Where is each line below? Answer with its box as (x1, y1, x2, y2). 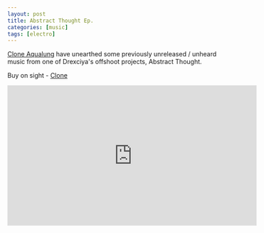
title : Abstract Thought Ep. (7, 17, 94, 24)
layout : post (7, 10, 46, 18)
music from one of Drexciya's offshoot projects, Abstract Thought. (7, 58, 202, 66)
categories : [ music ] (7, 24, 69, 31)
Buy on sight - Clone (7, 71, 68, 80)
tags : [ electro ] (7, 30, 56, 38)
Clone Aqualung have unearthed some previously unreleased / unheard (7, 50, 217, 58)
